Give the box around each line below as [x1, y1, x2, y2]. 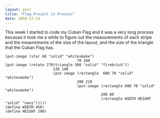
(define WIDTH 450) [5, 105, 45, 110]
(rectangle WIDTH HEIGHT [101, 96, 151, 102]
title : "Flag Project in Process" [5, 12, 75, 16]
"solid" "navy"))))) [5, 101, 47, 105]
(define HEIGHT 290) [5, 109, 47, 114]
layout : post [5, 7, 32, 12]
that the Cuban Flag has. [5, 44, 54, 51]
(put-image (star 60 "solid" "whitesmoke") [5, 54, 95, 59]
